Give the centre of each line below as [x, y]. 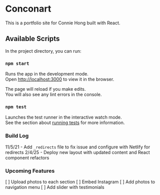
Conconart [28, 9]
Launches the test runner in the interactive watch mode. [64, 118]
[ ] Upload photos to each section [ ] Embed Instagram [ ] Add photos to [80, 182]
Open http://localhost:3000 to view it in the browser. [60, 80]
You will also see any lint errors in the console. [54, 95]
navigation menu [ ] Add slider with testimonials [55, 187]
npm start [17, 63]
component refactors [27, 158]
